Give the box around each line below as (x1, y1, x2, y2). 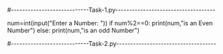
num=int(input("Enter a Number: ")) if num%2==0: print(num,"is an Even (7, 19, 213, 27)
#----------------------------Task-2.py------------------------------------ (7, 40, 217, 47)
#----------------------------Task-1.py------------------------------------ (7, 6, 216, 14)
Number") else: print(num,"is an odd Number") (7, 27, 140, 34)
